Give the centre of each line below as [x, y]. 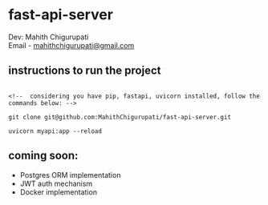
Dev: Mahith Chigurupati [49, 37]
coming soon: [43, 156]
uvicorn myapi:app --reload [55, 131]
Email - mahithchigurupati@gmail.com [71, 45]
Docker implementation [59, 192]
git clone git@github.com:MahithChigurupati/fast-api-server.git [120, 117]
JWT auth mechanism [56, 183]
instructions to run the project [85, 71]
